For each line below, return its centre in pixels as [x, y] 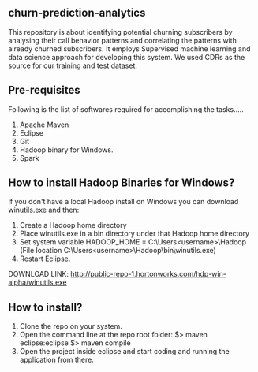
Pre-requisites [44, 90]
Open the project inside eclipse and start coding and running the [125, 352]
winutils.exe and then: [44, 210]
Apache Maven [44, 125]
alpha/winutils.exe [37, 282]
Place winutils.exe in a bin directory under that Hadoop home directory [135, 234]
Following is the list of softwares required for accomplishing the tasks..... [126, 109]
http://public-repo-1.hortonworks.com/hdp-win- [148, 274]
